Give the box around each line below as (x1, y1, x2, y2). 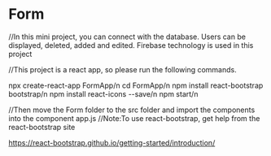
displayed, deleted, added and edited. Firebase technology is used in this (8, 40, 254, 50)
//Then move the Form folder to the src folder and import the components (8, 105, 256, 115)
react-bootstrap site (8, 122, 76, 132)
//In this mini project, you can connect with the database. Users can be (8, 32, 247, 41)
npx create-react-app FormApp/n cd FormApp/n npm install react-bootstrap (8, 80, 264, 90)
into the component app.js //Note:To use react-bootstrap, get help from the (8, 113, 260, 123)
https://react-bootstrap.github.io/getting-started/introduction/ (8, 137, 216, 147)
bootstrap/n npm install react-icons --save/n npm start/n (8, 89, 199, 98)
